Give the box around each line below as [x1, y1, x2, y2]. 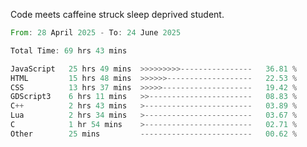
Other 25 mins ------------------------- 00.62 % [10, 129, 298, 139]
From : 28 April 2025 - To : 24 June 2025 [10, 28, 182, 38]
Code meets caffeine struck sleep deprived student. [10, 9, 225, 20]
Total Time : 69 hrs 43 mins [10, 45, 128, 56]
